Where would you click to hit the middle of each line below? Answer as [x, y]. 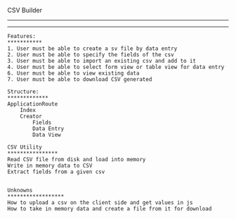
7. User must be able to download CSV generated [80, 80]
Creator [31, 116]
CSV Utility [25, 147]
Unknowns [20, 190]
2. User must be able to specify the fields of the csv [91, 55]
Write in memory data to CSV [50, 165]
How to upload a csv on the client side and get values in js [100, 203]
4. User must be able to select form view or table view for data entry [116, 67]
